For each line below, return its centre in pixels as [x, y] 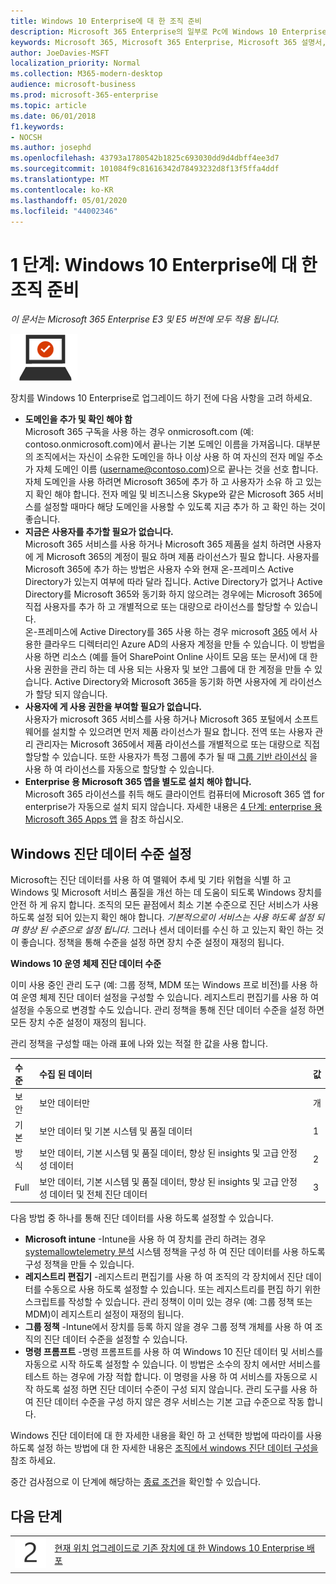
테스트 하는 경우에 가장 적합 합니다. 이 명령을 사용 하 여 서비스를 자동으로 [166, 1377]
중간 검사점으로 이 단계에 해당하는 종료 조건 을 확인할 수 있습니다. [136, 1482]
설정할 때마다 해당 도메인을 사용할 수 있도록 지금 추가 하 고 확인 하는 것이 [184, 507]
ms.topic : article [48, 105]
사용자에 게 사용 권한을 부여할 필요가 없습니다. [113, 707]
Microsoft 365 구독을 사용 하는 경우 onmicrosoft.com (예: [139, 432]
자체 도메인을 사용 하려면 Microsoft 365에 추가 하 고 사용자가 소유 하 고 [164, 482]
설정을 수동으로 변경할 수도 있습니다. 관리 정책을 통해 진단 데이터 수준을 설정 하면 [167, 1010]
